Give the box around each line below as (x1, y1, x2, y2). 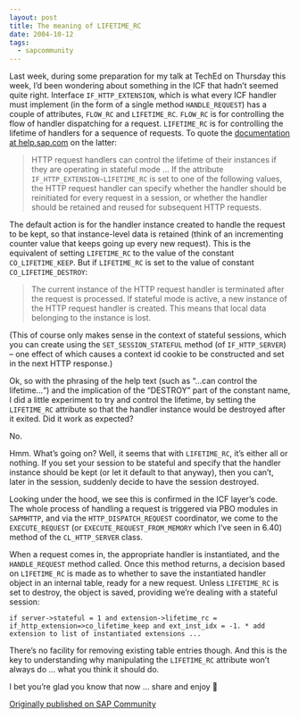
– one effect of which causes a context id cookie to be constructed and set (9, 349, 285, 360)
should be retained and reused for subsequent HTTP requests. (30, 202, 262, 213)
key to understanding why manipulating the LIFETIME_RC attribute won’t (9, 655, 270, 665)
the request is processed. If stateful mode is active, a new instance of (30, 294, 287, 305)
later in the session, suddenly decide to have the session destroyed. (9, 477, 260, 488)
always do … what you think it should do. (9, 664, 160, 675)
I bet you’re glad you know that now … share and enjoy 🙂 (9, 681, 219, 692)
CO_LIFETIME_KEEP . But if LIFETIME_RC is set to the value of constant (9, 257, 254, 268)
